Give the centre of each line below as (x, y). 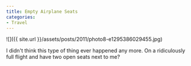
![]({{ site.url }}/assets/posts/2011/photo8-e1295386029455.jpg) (84, 39)
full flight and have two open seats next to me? (63, 57)
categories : (21, 17)
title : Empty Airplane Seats (42, 11)
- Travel (17, 22)
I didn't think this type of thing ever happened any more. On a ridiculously (96, 51)
